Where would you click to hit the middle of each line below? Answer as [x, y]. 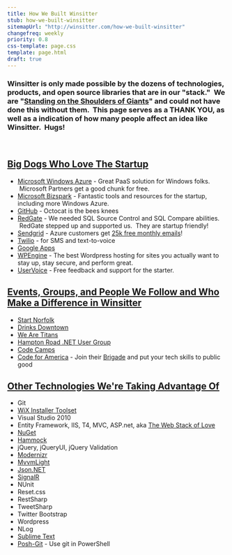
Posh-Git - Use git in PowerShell [63, 544]
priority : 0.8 [28, 40]
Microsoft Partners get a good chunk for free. [84, 188]
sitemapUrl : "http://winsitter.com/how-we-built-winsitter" [96, 27]
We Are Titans [38, 334]
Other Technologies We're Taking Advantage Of [113, 386]
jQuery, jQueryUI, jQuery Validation [68, 447]
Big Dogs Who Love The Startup [78, 164]
